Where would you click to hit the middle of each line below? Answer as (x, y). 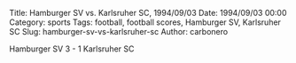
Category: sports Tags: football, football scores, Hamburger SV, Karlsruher (145, 22)
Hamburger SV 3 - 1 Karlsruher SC (72, 49)
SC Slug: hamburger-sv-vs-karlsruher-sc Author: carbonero (119, 31)
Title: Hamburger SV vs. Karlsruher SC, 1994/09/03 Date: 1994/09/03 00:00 (148, 13)
